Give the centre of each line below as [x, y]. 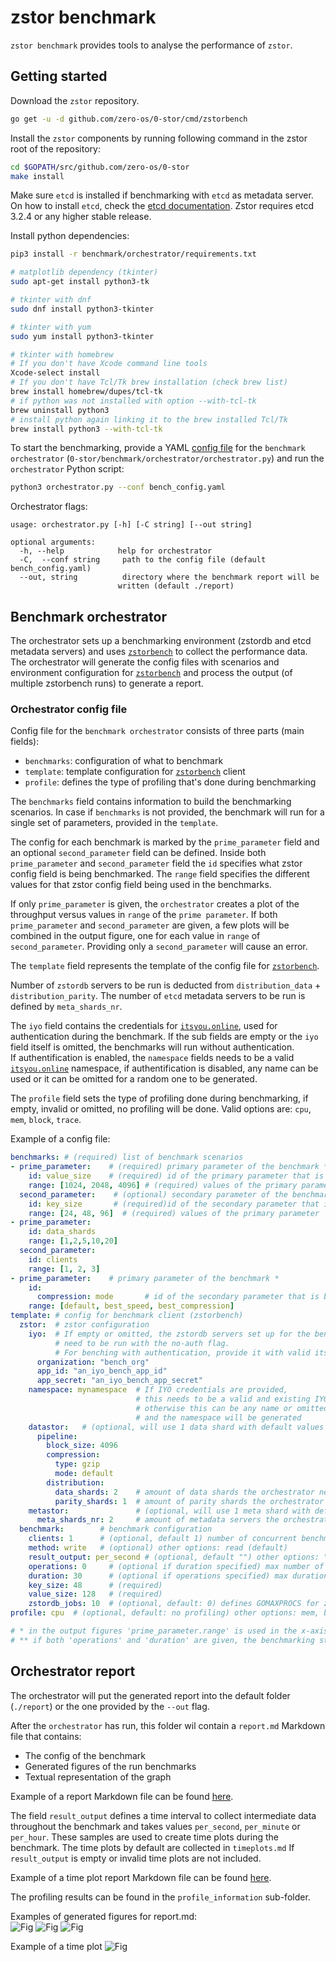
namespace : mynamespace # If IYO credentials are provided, [158, 1390]
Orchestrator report [73, 1671]
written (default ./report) [176, 586]
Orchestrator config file [69, 709]
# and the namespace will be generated [218, 1417]
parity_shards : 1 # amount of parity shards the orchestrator [189, 1501]
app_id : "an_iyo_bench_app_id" [102, 1371]
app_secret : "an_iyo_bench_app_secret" [119, 1381]
